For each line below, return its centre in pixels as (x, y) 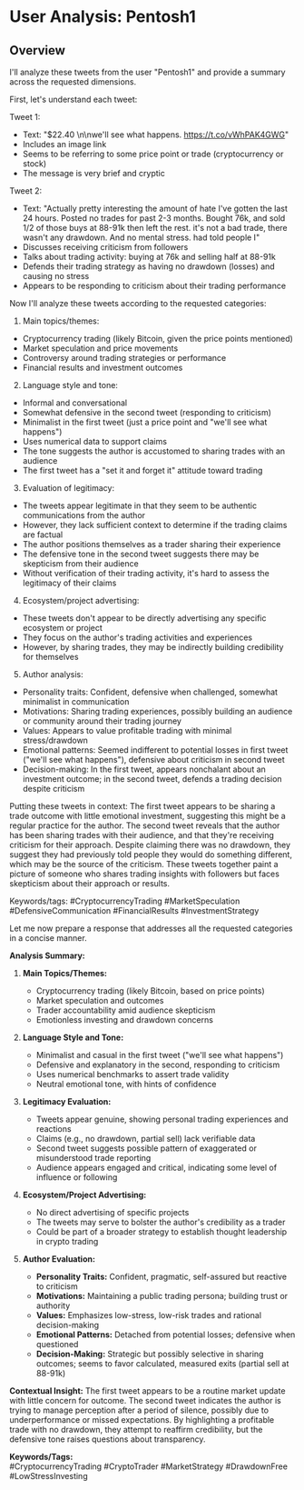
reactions (54, 1129)
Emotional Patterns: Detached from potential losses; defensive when (166, 1335)
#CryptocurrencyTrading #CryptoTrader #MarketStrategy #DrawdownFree (149, 1466)
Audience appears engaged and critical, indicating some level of (157, 1167)
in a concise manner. (49, 938)
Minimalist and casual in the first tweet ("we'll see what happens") (160, 1055)
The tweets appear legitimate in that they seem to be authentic (139, 505)
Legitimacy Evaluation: (67, 1101)
